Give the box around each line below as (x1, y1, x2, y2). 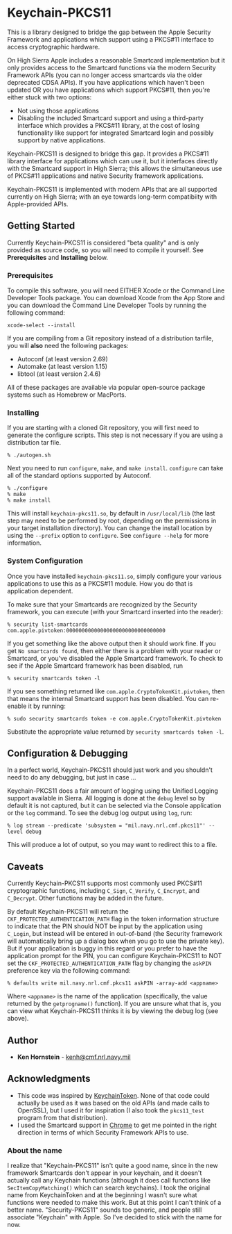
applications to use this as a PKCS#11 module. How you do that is (7, 579, 193, 588)
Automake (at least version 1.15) (17, 363, 108, 371)
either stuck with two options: (7, 92, 92, 101)
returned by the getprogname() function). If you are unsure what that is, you (7, 999, 222, 1008)
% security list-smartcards (7, 620, 89, 628)
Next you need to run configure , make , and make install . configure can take (7, 464, 224, 472)
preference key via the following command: (7, 966, 131, 975)
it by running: (28, 702, 66, 710)
